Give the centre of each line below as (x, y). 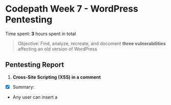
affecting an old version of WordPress (58, 49)
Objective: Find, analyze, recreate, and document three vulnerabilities (92, 43)
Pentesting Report (35, 65)
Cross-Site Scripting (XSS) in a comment (56, 77)
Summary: (23, 87)
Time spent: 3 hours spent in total (41, 33)
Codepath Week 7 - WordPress (72, 9)
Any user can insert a (35, 97)
